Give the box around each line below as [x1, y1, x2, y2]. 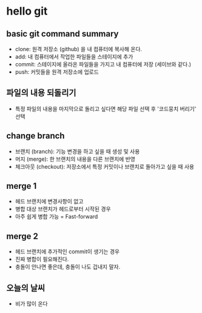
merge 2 [6, 231, 38, 241]
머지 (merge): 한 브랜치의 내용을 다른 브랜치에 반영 [15, 155, 135, 163]
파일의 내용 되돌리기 [6, 88, 76, 98]
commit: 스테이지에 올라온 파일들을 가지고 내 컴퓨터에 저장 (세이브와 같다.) [15, 61, 192, 68]
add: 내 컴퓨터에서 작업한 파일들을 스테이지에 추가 [15, 53, 133, 60]
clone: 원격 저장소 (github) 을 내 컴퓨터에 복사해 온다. [15, 46, 143, 52]
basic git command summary [6, 29, 119, 39]
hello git [6, 4, 48, 18]
